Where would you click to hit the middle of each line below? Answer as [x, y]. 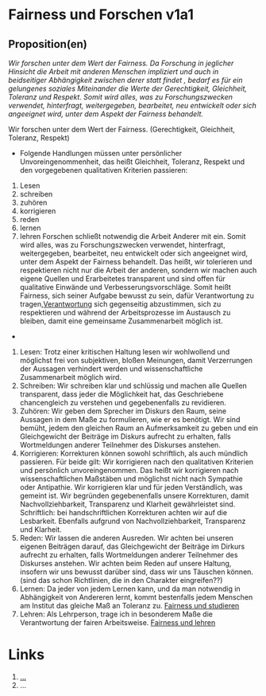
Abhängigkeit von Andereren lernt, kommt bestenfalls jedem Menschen [136, 597]
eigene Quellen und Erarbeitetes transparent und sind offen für [122, 279]
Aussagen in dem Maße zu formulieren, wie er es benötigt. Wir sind [130, 419]
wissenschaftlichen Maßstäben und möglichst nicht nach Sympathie [131, 479]
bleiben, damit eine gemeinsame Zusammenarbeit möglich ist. [121, 321]
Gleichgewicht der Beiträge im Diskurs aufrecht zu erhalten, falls [125, 436]
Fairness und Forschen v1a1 [101, 15]
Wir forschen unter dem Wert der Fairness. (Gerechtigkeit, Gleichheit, [122, 129]
